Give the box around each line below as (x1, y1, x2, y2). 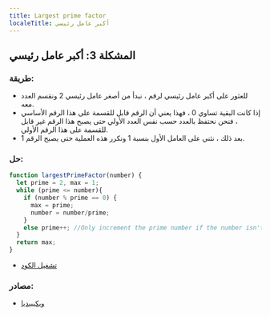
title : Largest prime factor (9, 11, 107, 20)
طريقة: (9, 73, 34, 84)
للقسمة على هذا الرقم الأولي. (20, 125, 109, 134)
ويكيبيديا (20, 298, 45, 308)
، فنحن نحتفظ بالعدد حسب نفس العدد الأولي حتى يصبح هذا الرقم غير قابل (20, 117, 239, 126)
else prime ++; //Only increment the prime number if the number (23, 223, 243, 232)
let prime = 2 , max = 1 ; (16, 179, 99, 187)
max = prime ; (30, 201, 75, 209)
